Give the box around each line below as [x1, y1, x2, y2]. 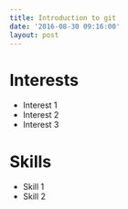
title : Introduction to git [9, 13, 117, 23]
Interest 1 [22, 99, 58, 110]
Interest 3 [22, 120, 59, 131]
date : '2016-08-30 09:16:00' [9, 22, 121, 31]
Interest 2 [22, 110, 59, 120]
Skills [9, 152, 52, 172]
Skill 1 [22, 182, 45, 193]
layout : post [9, 30, 59, 39]
